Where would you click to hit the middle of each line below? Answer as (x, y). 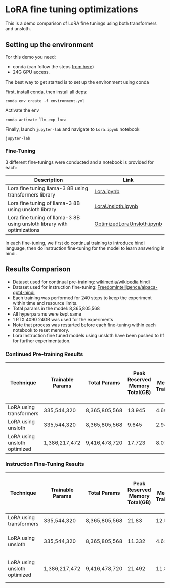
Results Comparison (38, 269)
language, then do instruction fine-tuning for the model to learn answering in (85, 248)
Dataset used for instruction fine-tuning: (54, 287)
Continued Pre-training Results (44, 354)
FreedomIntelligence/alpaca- (127, 287)
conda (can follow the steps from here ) (53, 66)
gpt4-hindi (24, 292)
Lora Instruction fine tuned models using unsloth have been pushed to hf (88, 335)
